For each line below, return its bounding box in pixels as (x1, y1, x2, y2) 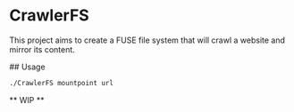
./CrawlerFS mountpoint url (9, 78, 114, 87)
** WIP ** (9, 94, 45, 105)
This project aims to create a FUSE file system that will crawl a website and (9, 35, 286, 45)
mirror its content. (9, 44, 76, 54)
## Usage (9, 61, 46, 72)
